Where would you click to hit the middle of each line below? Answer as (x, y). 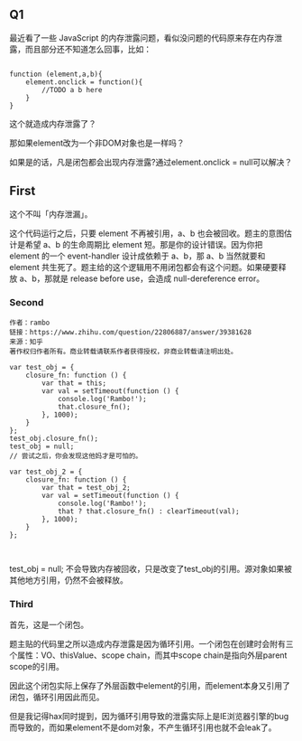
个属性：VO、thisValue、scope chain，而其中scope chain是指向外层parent (148, 655)
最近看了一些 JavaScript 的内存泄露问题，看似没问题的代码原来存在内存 (142, 38)
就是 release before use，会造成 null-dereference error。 (158, 278)
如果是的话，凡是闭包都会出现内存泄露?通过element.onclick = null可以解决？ (151, 162)
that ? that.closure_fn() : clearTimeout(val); (149, 511)
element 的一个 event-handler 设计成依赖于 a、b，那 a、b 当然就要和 (137, 256)
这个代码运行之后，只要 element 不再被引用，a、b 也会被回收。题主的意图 (147, 233)
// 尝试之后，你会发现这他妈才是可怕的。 (76, 455)
